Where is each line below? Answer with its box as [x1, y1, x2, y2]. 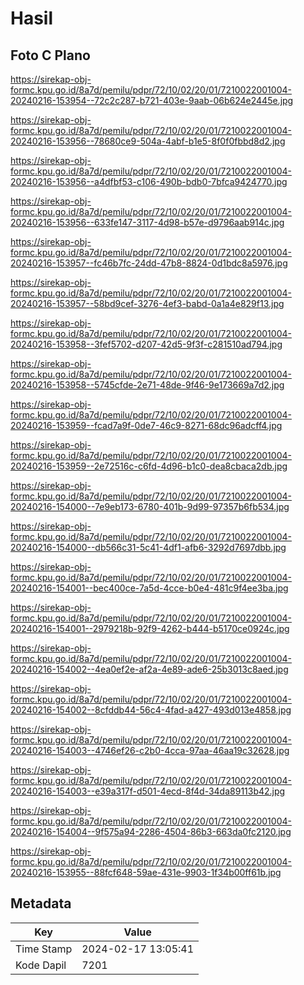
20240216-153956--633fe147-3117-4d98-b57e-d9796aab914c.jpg [10, 217, 285, 228]
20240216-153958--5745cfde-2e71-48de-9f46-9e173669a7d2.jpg [10, 379, 285, 391]
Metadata [10, 895, 72, 912]
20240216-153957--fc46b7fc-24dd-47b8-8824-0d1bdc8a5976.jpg [10, 257, 288, 269]
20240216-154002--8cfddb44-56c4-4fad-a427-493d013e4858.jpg [10, 704, 292, 716]
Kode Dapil [15, 958, 67, 972]
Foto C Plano [10, 47, 91, 64]
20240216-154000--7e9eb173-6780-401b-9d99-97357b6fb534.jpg [10, 501, 290, 512]
